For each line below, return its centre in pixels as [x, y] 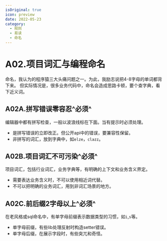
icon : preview [20, 15]
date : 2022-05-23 [23, 19]
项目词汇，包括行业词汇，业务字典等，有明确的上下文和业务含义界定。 [78, 169]
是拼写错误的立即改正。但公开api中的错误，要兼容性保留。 [73, 133]
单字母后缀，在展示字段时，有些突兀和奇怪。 [59, 233]
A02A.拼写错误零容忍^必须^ [48, 109]
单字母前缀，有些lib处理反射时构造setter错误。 [60, 227]
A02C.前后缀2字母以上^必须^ [51, 204]
